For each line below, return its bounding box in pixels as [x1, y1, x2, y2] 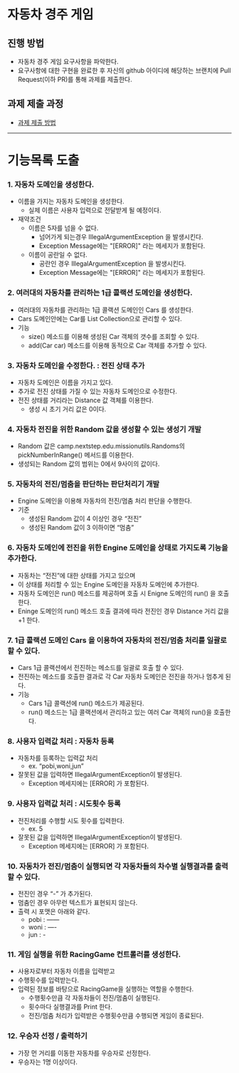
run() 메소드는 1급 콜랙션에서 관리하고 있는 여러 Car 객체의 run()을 [28, 708, 212, 716]
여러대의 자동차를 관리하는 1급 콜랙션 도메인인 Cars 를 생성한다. [17, 305, 193, 314]
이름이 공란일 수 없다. [28, 251, 87, 259]
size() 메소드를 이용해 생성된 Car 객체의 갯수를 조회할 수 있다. [28, 332, 199, 340]
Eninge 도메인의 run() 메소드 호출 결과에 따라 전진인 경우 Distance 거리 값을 [17, 607, 230, 615]
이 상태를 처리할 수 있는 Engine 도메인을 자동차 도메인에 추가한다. [17, 580, 199, 588]
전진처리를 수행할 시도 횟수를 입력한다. [17, 816, 124, 825]
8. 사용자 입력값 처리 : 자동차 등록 [7, 736, 115, 746]
